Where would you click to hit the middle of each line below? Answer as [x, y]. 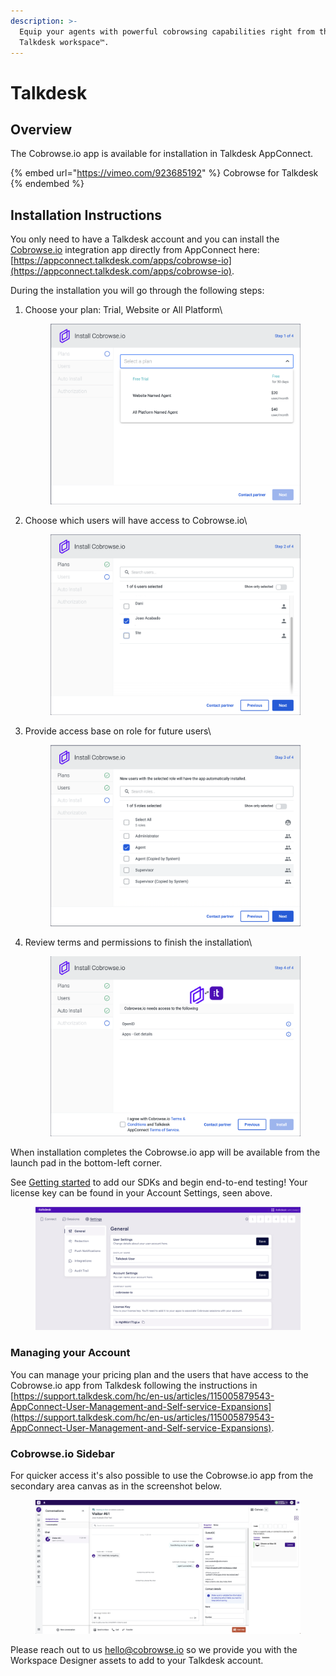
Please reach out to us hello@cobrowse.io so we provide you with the [154, 1649]
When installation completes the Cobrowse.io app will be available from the [165, 1152]
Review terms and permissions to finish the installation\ [138, 942]
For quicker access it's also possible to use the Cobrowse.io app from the [162, 1475]
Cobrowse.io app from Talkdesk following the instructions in [134, 1385]
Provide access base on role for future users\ [118, 731]
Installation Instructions [86, 215]
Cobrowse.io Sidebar [62, 1453]
